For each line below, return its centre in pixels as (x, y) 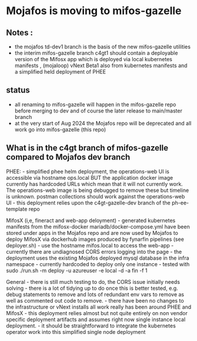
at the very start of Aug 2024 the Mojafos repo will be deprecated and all (103, 123)
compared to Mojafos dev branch (68, 157)
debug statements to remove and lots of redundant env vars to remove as (95, 294)
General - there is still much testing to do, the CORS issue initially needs (93, 282)
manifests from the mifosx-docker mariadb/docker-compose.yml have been (98, 226)
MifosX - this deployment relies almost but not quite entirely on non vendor (97, 313)
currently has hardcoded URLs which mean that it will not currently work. (95, 184)
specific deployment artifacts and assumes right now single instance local (96, 319)
